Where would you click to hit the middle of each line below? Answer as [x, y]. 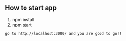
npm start [22, 25]
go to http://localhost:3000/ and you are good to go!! [63, 33]
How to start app [31, 8]
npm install [23, 19]
